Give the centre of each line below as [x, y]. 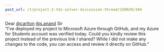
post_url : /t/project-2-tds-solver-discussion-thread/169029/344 [73, 9]
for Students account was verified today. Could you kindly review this [76, 34]
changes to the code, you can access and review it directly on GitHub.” [77, 44]
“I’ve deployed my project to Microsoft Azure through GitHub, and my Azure [82, 28]
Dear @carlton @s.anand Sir [34, 23]
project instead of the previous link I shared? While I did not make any [76, 39]
